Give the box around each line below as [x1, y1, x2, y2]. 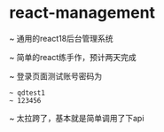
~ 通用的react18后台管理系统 [9, 33, 113, 43]
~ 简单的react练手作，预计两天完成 [9, 51, 137, 62]
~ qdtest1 [9, 88, 46, 97]
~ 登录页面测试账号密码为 [9, 70, 103, 82]
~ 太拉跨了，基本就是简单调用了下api [9, 113, 144, 123]
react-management [9, 3, 156, 23]
